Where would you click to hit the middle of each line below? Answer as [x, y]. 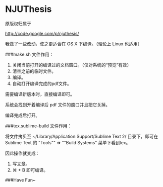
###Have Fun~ [20, 180]
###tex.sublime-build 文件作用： [38, 126]
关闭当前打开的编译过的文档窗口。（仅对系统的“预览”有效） [72, 65]
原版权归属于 [18, 23]
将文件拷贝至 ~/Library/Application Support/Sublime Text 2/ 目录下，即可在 [82, 136]
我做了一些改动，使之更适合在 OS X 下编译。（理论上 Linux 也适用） [74, 44]
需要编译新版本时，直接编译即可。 [40, 94]
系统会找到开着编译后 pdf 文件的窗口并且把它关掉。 [58, 104]
